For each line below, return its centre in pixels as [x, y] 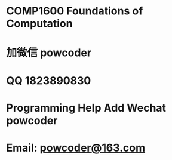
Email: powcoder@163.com [76, 148]
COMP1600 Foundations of [75, 11]
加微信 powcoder [49, 53]
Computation [39, 24]
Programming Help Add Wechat [86, 108]
